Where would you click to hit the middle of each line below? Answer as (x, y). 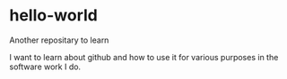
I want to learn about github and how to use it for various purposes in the (144, 57)
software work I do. (45, 67)
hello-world (54, 16)
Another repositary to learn (59, 40)
